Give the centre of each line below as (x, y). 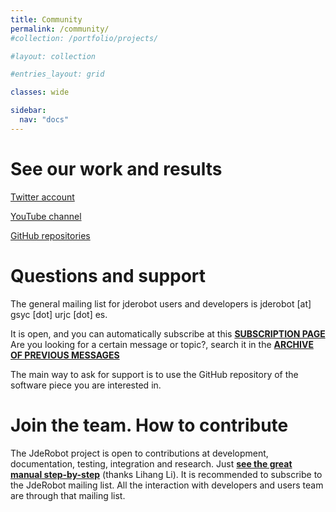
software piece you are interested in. (86, 385)
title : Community (46, 19)
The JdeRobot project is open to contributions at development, (139, 453)
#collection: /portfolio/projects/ (84, 38)
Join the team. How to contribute (149, 425)
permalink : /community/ (60, 29)
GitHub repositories (50, 235)
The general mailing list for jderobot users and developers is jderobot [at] (161, 303)
